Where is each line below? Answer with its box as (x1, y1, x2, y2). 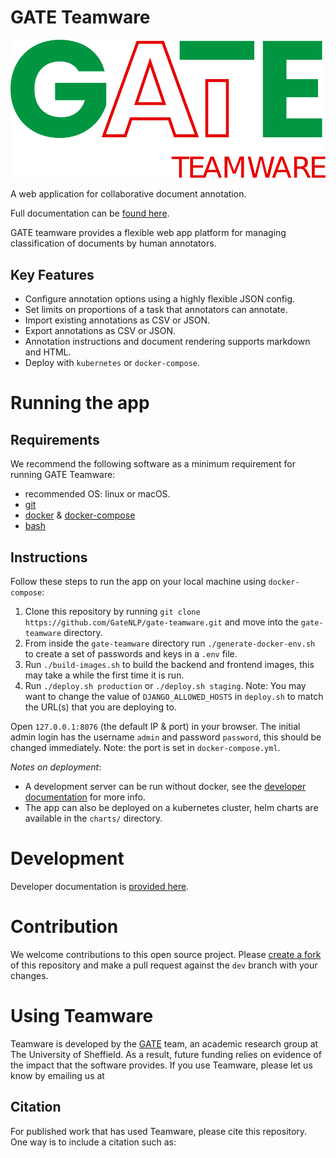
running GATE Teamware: (10, 469, 116, 481)
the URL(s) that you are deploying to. (24, 701, 177, 713)
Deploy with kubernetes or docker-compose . (24, 357, 201, 369)
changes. (10, 969, 49, 981)
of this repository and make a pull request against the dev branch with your (10, 959, 318, 971)
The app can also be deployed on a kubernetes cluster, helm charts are (24, 802, 319, 814)
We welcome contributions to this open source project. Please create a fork (10, 948, 322, 960)
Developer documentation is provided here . (10, 880, 190, 892)
